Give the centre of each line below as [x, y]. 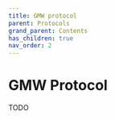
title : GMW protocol [43, 16]
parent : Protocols [39, 23]
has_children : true [41, 38]
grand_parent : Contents [48, 31]
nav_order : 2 [30, 46]
